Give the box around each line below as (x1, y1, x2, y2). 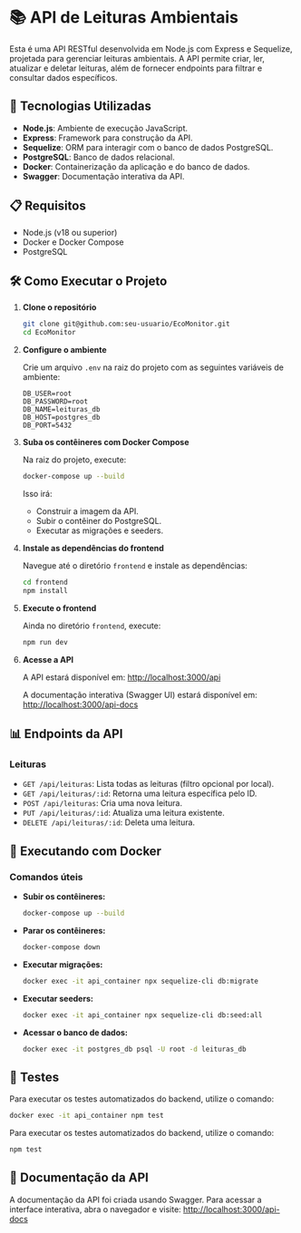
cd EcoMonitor (22, 328, 76, 337)
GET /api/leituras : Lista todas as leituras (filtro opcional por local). (22, 779, 275, 790)
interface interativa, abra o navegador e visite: (9, 1203, 181, 1215)
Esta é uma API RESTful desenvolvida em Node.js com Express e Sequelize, (9, 43, 293, 54)
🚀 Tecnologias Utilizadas (9, 99, 151, 114)
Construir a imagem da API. (35, 506, 139, 517)
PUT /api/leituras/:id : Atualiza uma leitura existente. (22, 808, 225, 819)
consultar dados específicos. (9, 72, 118, 83)
